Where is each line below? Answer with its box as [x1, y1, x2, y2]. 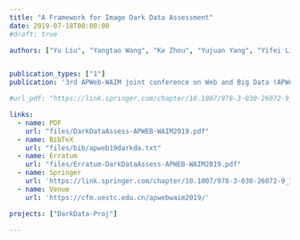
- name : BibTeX [17, 135, 74, 144]
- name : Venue [17, 185, 70, 194]
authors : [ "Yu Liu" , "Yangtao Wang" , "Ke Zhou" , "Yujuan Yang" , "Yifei [9, 46, 281, 54]
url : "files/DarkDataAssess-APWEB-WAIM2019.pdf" [25, 127, 210, 136]
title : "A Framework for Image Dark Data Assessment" [9, 12, 214, 22]
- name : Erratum [17, 152, 78, 161]
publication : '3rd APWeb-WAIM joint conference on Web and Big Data [9, 78, 270, 87]
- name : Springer [17, 169, 82, 178]
